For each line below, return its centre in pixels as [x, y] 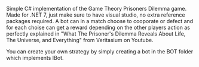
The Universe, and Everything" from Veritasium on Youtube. [80, 40]
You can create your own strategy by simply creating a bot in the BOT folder [100, 52]
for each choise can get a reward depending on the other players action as [98, 27]
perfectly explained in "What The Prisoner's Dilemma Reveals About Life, [96, 34]
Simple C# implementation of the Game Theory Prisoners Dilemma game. [97, 9]
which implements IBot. [35, 58]
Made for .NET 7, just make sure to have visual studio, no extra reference [96, 15]
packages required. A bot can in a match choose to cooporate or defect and [100, 21]
